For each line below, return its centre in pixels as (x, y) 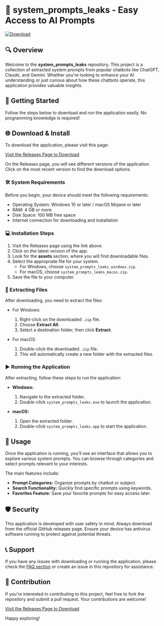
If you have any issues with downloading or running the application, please (81, 561)
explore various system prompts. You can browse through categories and (79, 458)
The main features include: (32, 473)
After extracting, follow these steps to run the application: (63, 377)
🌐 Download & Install (38, 133)
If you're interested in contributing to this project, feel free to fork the (75, 594)
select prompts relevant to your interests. (47, 464)
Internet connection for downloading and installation (65, 220)
